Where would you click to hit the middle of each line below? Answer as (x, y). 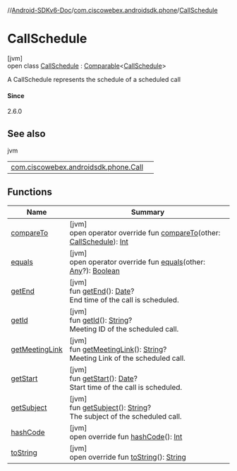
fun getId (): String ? (101, 320)
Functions (30, 192)
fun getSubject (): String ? (110, 407)
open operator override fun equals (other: (138, 262)
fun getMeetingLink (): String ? (118, 349)
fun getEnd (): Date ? (102, 291)
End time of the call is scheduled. (124, 299)
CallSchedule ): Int (99, 242)
